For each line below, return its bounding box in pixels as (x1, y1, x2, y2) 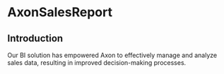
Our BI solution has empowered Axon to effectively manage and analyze (7, 51, 218, 59)
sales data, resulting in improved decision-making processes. (7, 58, 187, 67)
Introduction (7, 32, 64, 44)
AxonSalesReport (7, 4, 113, 20)
